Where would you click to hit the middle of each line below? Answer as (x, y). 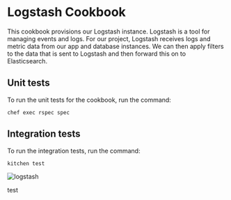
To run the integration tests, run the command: (74, 151)
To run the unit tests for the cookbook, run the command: (89, 100)
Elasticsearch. (27, 61)
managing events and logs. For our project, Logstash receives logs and (109, 38)
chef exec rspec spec (39, 112)
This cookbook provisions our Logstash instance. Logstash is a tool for (109, 31)
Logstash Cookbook (67, 12)
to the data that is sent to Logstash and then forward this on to (97, 54)
